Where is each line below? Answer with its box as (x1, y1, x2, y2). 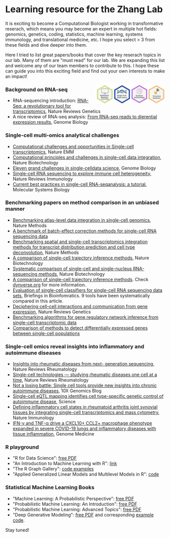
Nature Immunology (12, 415, 54, 421)
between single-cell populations (12, 330, 80, 336)
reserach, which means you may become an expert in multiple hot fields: (5, 25, 157, 31)
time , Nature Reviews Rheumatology (12, 377, 89, 383)
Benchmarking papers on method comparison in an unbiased (5, 199, 159, 206)
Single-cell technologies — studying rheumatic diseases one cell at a (12, 372, 157, 378)
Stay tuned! (5, 527, 29, 533)
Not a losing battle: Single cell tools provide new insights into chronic (12, 382, 157, 389)
